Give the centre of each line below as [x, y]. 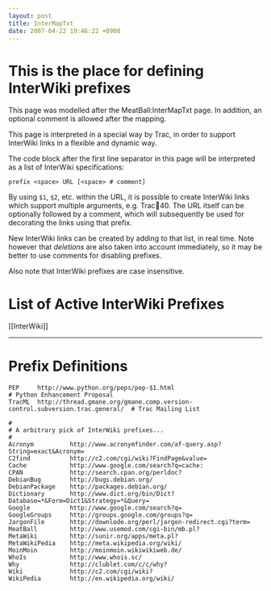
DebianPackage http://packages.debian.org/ [88, 487]
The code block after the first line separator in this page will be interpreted [132, 159]
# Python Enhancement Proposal [61, 395]
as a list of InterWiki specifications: [67, 167]
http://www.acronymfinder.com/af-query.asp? [146, 445]
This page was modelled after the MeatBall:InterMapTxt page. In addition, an [135, 111]
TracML [19, 402]
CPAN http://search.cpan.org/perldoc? [95, 473]
